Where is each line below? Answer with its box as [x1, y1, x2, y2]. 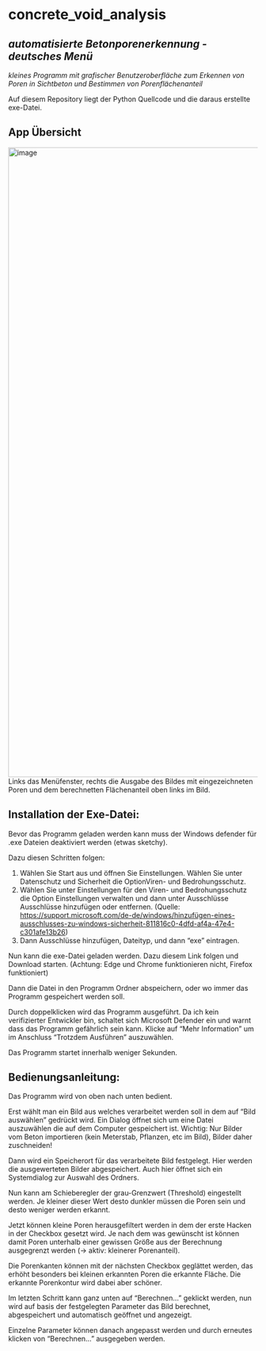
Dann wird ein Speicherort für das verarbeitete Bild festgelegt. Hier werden [8, 1156, 253, 1165]
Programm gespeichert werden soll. [8, 992, 125, 1001]
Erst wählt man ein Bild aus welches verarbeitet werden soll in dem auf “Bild [8, 1107, 256, 1116]
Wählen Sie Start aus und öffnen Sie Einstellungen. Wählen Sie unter [19, 868, 243, 877]
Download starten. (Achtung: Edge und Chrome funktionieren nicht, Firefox [8, 959, 253, 969]
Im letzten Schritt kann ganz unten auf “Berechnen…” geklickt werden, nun [8, 1293, 252, 1303]
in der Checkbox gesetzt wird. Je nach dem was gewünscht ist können [8, 1229, 240, 1238]
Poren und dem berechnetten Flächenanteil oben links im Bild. [8, 785, 211, 794]
